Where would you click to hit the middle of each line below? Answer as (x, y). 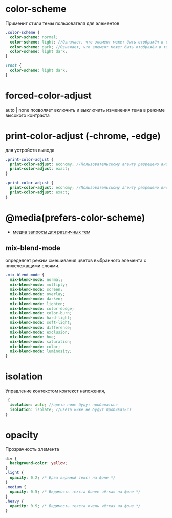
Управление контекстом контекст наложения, (56, 391)
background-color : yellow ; (39, 463)
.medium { (16, 487)
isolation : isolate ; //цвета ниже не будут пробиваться (71, 409)
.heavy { (15, 501)
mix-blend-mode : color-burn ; (41, 313)
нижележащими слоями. (33, 266)
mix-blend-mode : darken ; (36, 299)
